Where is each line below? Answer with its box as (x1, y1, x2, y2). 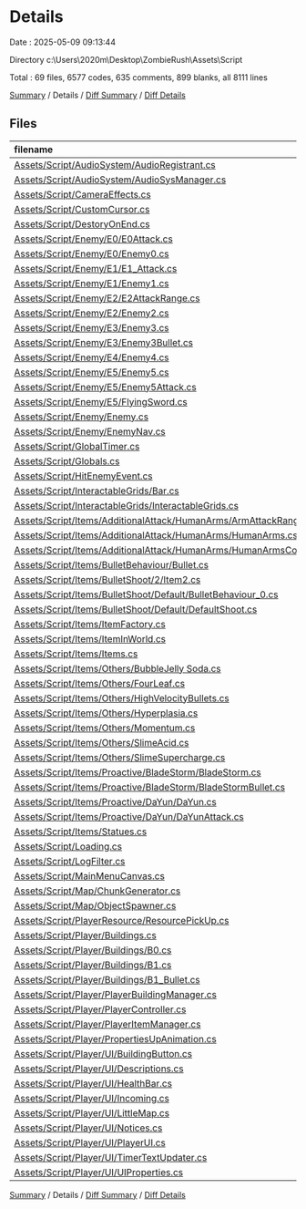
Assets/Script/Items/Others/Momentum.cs (14, 721, 196, 734)
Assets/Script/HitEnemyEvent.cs (14, 470, 153, 482)
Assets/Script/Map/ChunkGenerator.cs (14, 884, 181, 897)
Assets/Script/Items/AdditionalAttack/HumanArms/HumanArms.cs (14, 529, 298, 542)
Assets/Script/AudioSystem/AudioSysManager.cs (14, 173, 227, 186)
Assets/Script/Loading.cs (14, 840, 123, 852)
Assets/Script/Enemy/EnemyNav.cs (14, 425, 166, 438)
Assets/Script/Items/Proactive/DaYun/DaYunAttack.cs (14, 810, 244, 822)
